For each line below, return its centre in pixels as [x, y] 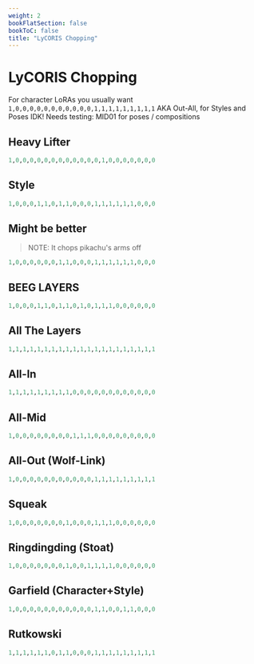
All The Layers [45, 331]
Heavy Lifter [40, 142]
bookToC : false [34, 30]
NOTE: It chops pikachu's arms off [84, 248]
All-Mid [27, 417]
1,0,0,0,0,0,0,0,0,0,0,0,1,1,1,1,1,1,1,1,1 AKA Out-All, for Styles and [127, 108]
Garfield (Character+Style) [76, 591]
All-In [22, 374]
